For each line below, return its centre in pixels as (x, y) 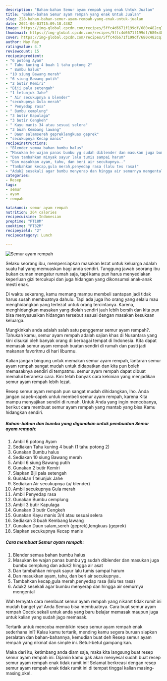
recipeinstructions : (27, 143)
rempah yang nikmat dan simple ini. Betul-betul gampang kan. (69, 642)
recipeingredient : (25, 56)
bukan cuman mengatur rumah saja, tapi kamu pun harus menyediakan (78, 274)
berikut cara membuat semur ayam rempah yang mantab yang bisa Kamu (81, 407)
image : (12, 28)
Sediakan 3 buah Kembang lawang (48, 520)
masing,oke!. (19, 673)
